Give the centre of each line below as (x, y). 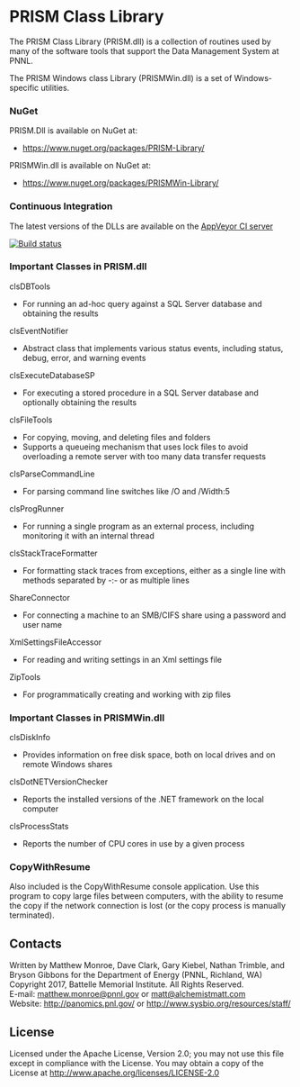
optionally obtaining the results (79, 402)
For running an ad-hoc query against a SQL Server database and (142, 303)
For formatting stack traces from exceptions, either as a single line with (154, 570)
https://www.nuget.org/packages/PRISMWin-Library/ (120, 183)
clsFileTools (31, 420)
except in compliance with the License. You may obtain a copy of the (137, 1064)
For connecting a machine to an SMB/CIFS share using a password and (154, 615)
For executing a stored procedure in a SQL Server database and (140, 393)
